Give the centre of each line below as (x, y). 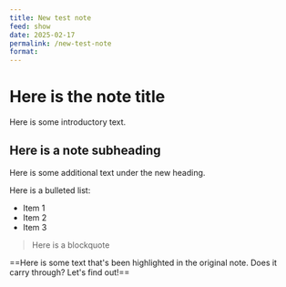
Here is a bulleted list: (50, 190)
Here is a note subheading (85, 151)
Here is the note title (87, 97)
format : (24, 52)
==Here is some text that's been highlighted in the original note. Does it (143, 262)
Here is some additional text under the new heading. (107, 172)
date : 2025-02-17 (42, 35)
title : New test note (51, 18)
